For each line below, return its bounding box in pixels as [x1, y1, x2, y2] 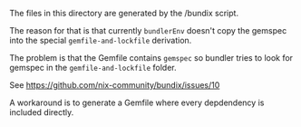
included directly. [9, 107, 74, 117]
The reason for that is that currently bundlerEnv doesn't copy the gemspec [9, 25, 287, 35]
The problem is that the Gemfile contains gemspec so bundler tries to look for [9, 53, 293, 63]
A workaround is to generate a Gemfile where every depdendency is [9, 97, 265, 108]
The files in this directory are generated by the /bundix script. [9, 8, 238, 18]
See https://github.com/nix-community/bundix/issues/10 [9, 80, 220, 90]
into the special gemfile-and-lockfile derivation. [9, 35, 192, 45]
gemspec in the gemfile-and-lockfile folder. [9, 63, 177, 73]
